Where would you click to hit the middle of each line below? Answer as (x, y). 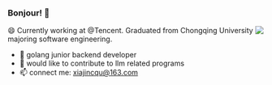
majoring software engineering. (60, 39)
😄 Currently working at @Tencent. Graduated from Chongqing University (130, 31)
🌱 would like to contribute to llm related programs (101, 63)
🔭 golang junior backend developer (78, 55)
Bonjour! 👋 (29, 13)
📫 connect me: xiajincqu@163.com (79, 73)
